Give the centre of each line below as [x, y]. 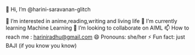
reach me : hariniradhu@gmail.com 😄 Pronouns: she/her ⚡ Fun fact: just [95, 37]
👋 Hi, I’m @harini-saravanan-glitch [48, 9]
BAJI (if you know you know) [41, 46]
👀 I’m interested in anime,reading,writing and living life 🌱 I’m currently [91, 21]
